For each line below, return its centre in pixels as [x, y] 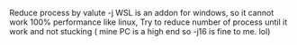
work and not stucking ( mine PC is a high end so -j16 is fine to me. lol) [140, 31]
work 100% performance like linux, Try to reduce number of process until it [148, 22]
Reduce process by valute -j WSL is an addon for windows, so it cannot [142, 13]
